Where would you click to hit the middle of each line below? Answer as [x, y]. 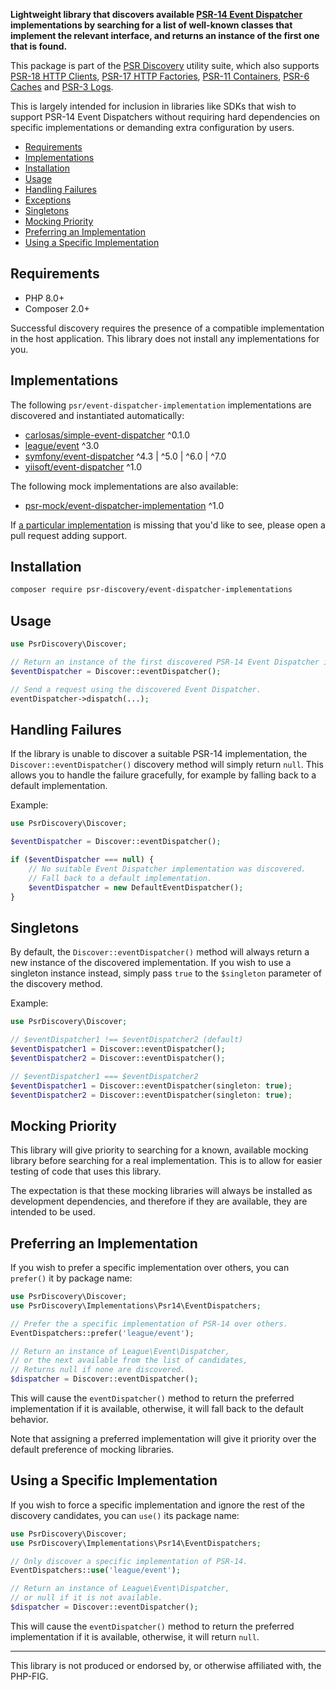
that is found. [39, 46]
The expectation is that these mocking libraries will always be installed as [161, 1191]
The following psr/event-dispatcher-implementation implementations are [161, 405]
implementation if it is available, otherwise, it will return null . [135, 1636]
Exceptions [48, 200]
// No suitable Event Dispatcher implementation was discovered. [167, 869]
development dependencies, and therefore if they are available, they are [159, 1201]
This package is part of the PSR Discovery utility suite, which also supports [165, 65]
